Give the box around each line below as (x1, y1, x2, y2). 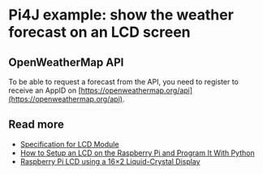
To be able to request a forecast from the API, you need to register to (8, 77, 239, 86)
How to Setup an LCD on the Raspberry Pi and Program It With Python (19, 148, 255, 158)
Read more (8, 118, 65, 132)
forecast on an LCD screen (8, 23, 191, 41)
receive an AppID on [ (8, 85, 81, 95)
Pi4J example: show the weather (8, 6, 234, 24)
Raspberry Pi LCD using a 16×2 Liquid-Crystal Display (19, 156, 200, 166)
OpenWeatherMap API (8, 55, 124, 69)
